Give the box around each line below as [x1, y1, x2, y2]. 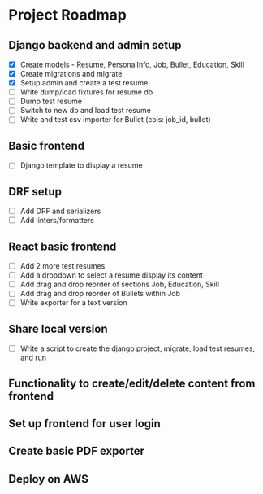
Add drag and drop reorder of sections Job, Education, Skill [19, 279, 220, 290]
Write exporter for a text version [19, 298, 127, 308]
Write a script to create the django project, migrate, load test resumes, [19, 343, 256, 353]
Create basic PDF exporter [8, 444, 144, 458]
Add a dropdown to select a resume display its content [19, 270, 203, 280]
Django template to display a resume [19, 160, 144, 170]
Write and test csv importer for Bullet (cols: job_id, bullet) [19, 115, 211, 125]
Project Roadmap [8, 6, 127, 24]
